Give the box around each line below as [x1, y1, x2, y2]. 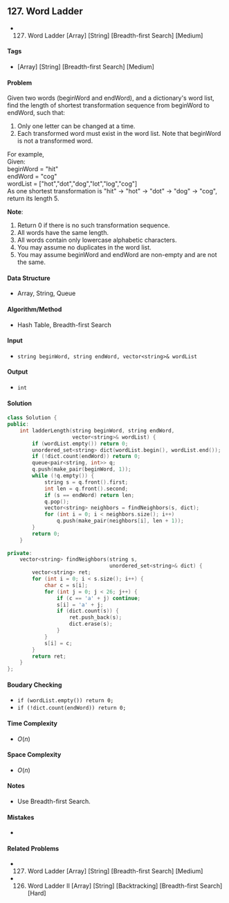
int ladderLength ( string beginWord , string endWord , [19, 427, 175, 434]
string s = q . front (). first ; [44, 478, 129, 486]
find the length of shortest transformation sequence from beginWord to [7, 101, 210, 109]
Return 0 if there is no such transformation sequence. [17, 221, 170, 229]
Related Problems [7, 844, 59, 852]
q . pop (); [44, 498, 70, 505]
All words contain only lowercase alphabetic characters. [17, 236, 178, 245]
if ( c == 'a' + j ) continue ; [56, 595, 140, 602]
